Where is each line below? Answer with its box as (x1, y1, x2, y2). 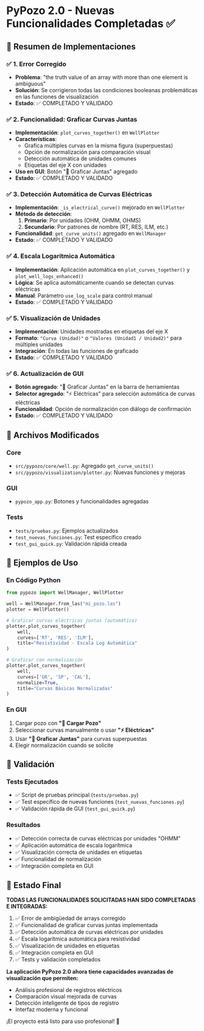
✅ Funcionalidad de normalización (15, 855, 102, 862)
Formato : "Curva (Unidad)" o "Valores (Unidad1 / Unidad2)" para (15, 334, 182, 342)
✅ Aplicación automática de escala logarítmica (15, 841, 133, 849)
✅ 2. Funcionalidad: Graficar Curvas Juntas (6, 115, 138, 123)
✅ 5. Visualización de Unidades (6, 314, 101, 322)
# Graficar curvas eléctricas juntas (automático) (6, 618, 138, 624)
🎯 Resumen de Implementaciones (6, 41, 136, 52)
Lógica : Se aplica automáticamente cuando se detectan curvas (15, 279, 174, 286)
